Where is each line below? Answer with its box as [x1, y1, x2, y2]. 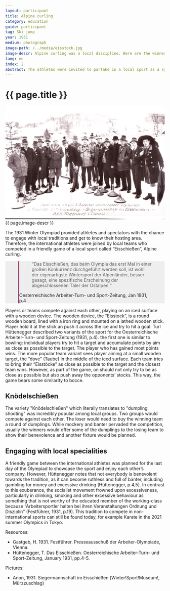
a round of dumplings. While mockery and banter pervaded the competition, [5, 421, 164, 428]
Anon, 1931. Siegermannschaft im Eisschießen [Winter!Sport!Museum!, [12, 575, 160, 581]
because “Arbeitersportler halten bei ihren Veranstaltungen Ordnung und [5, 503, 157, 510]
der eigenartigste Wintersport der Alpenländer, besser [31, 271, 145, 278]
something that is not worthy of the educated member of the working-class [5, 498, 162, 504]
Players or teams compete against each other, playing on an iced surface [5, 307, 158, 313]
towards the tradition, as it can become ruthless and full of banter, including [5, 476, 163, 483]
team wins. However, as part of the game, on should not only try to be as [5, 366, 157, 372]
